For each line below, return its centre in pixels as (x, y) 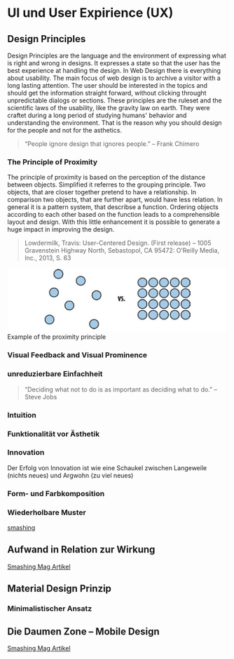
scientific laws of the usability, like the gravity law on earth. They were (109, 108)
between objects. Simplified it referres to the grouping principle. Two (106, 185)
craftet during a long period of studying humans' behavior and (97, 115)
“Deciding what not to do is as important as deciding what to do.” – (121, 389)
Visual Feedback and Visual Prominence (77, 355)
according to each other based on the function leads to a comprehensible (113, 215)
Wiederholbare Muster (47, 512)
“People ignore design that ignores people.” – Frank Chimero (112, 144)
